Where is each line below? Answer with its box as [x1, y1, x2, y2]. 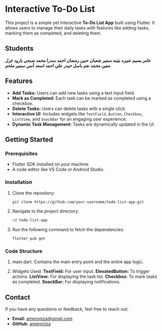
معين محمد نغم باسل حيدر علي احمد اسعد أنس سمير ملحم [5, 62, 111, 68]
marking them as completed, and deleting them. [5, 30, 102, 36]
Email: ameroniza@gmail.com [12, 316, 73, 322]
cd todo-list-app [12, 218, 48, 223]
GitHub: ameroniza [12, 321, 51, 327]
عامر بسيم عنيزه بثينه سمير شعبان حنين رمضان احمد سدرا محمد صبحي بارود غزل [5, 57, 151, 63]
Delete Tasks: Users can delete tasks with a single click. [12, 106, 126, 111]
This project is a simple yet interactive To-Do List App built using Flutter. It [5, 20, 155, 26]
